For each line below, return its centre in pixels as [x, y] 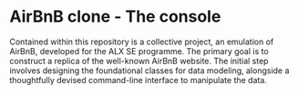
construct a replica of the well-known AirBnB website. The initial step [139, 61]
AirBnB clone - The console [115, 17]
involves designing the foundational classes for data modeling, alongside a [149, 70]
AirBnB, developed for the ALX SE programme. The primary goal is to [139, 51]
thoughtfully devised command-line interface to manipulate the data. [138, 80]
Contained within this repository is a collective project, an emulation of [142, 42]
